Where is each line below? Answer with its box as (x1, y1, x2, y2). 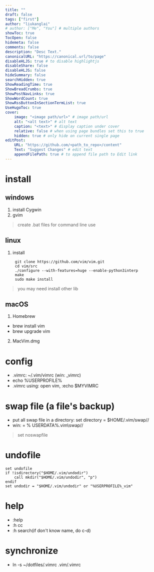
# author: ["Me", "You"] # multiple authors (5, 26, 99, 31)
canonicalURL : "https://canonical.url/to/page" (5, 54, 106, 59)
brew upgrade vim (12, 328, 50, 334)
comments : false (5, 45, 39, 50)
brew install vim (12, 323, 45, 329)
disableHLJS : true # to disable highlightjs (5, 59, 99, 64)
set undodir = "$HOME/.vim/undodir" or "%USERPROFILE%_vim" (5, 484, 133, 489)
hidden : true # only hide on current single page (14, 133, 120, 138)
